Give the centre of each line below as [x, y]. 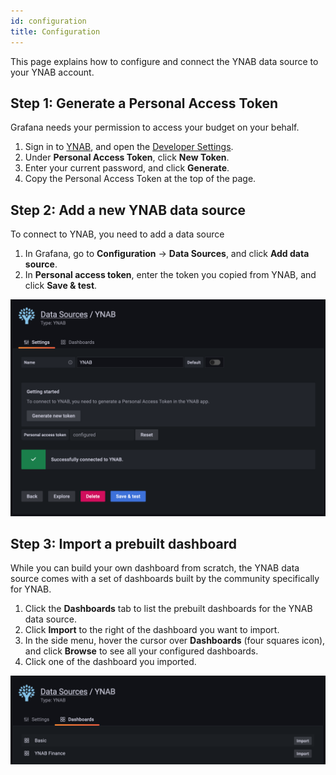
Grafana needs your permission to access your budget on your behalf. [155, 127]
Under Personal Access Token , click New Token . [127, 157]
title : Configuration [55, 31]
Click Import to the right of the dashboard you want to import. [152, 630]
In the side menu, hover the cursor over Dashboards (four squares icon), [175, 641]
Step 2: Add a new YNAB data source [128, 210]
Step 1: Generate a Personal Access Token [144, 103]
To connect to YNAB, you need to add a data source [117, 234]
